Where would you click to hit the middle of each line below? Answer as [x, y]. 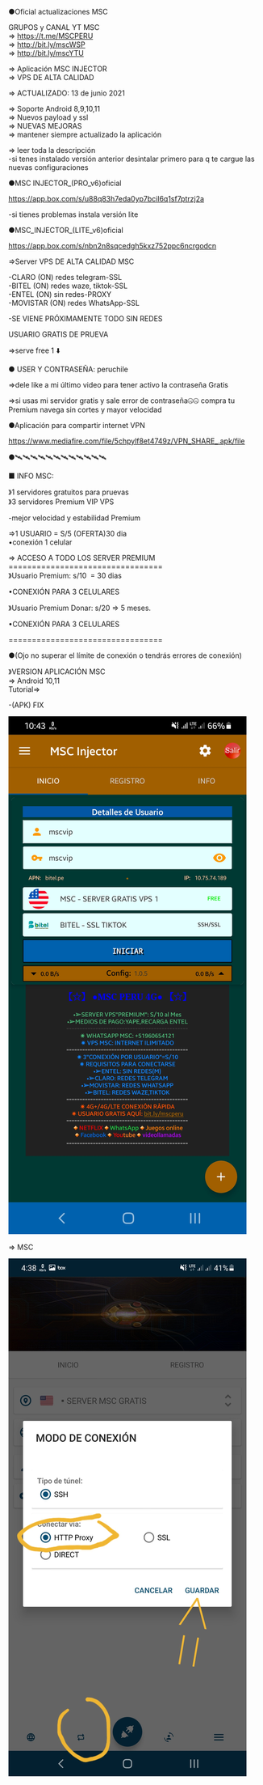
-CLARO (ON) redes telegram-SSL [65, 277]
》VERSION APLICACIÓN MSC [57, 672]
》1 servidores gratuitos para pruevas [69, 492]
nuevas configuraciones [48, 167]
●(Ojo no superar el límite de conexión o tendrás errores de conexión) [125, 655]
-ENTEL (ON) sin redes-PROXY [60, 294]
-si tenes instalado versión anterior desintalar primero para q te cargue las [132, 159]
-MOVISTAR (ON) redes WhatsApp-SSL [74, 303]
